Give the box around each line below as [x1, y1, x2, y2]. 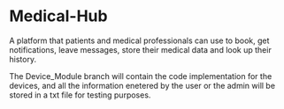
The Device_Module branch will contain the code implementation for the [9, 70, 272, 81]
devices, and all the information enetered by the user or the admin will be [9, 80, 276, 91]
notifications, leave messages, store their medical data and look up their [9, 44, 272, 54]
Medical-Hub [9, 6, 108, 26]
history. [9, 54, 37, 64]
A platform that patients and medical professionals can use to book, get [9, 35, 270, 46]
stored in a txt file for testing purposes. [9, 90, 151, 100]
